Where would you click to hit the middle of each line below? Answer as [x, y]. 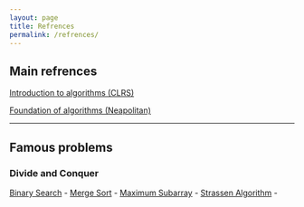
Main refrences [53, 71]
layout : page [34, 18]
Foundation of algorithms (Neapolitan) [81, 110]
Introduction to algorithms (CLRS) [72, 93]
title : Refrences [42, 26]
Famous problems [61, 147]
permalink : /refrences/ [54, 34]
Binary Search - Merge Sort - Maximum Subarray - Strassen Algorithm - [143, 193]
